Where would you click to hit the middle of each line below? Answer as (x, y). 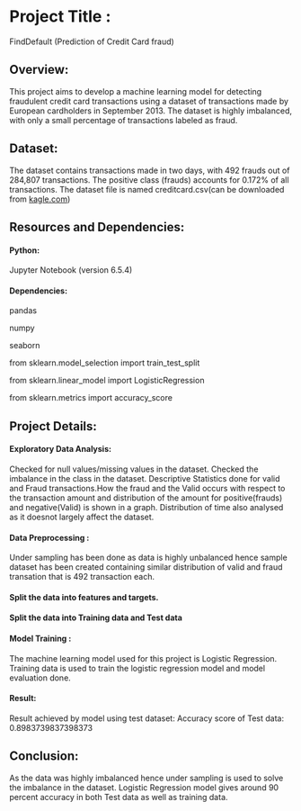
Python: (25, 250)
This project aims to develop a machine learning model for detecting (136, 91)
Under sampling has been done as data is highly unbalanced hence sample (148, 558)
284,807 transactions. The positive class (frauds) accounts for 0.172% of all (149, 180)
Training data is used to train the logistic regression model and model (137, 668)
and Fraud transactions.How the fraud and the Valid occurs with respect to (147, 488)
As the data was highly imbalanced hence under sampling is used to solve (146, 778)
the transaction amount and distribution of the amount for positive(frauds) (146, 498)
